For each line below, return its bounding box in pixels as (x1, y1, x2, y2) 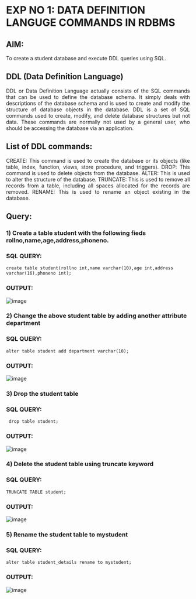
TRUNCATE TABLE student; (6, 489, 66, 495)
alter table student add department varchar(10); (6, 348, 129, 354)
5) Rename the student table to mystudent (6, 530, 128, 539)
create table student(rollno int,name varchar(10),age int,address (6, 265, 174, 271)
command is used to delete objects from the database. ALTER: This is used (6, 169, 190, 176)
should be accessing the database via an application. (6, 124, 134, 132)
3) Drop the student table (6, 389, 79, 398)
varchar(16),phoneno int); (6, 271, 72, 276)
